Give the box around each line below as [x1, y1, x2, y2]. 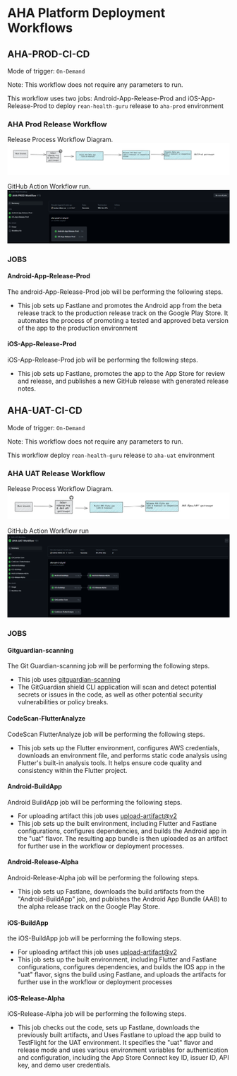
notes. [17, 384, 37, 393]
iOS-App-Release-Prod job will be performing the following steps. [7, 355, 199, 365]
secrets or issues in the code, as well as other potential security [17, 690, 203, 699]
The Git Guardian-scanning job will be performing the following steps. [7, 662, 210, 670]
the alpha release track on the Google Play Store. [17, 902, 160, 911]
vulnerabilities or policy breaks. [17, 698, 109, 707]
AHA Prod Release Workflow [7, 119, 107, 129]
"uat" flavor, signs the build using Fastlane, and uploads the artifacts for [17, 970, 226, 979]
